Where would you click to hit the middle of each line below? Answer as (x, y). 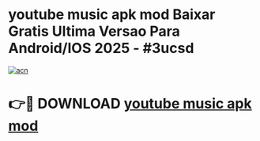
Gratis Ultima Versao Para (94, 31)
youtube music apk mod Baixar (112, 15)
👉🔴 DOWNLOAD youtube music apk (130, 104)
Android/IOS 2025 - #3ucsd (101, 48)
